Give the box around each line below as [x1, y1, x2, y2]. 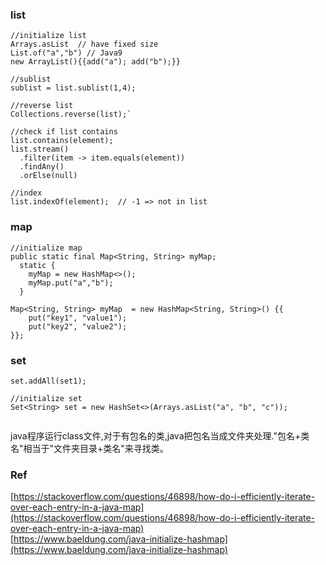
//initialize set [10, 393, 83, 403]
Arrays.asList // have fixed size [10, 39, 159, 50]
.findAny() [19, 162, 65, 172]
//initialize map [10, 243, 83, 253]
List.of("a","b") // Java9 [10, 48, 123, 58]
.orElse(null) [19, 171, 78, 181]
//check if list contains [10, 127, 118, 137]
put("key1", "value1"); [28, 313, 128, 323]
